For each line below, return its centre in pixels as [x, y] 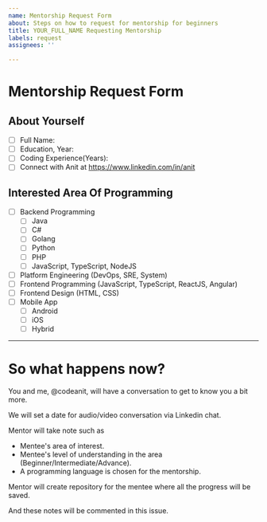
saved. [19, 495]
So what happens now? [87, 369]
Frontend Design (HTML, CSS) [69, 292]
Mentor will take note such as [56, 430]
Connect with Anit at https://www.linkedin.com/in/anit [107, 167]
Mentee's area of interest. [62, 446]
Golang [43, 239]
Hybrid [43, 329]
